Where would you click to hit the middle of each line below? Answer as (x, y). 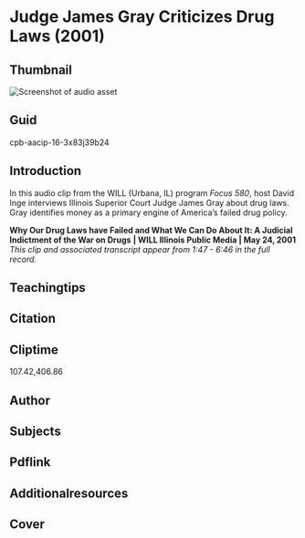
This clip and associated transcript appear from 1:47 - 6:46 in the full (140, 249)
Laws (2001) (57, 36)
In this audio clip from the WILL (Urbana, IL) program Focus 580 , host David (152, 192)
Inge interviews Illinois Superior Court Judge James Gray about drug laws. (149, 202)
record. (23, 259)
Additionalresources (69, 493)
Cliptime (34, 350)
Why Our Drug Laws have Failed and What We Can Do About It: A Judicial (151, 230)
